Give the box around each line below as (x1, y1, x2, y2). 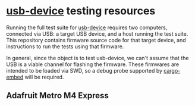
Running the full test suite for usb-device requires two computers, (6, 24, 168, 31)
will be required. (24, 73, 64, 80)
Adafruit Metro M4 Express (6, 91, 109, 101)
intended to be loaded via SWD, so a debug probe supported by (6, 67, 162, 74)
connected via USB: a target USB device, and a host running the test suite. (6, 30, 188, 37)
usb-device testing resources (6, 4, 156, 18)
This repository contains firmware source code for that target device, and (6, 36, 186, 43)
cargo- (163, 67, 181, 74)
